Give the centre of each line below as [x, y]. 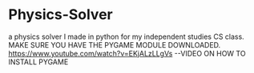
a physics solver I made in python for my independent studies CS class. [126, 36]
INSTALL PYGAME [38, 62]
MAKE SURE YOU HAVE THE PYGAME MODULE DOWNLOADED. [115, 44]
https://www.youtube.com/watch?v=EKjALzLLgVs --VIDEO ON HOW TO [127, 53]
